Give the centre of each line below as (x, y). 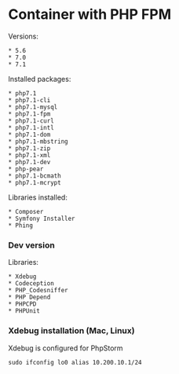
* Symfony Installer (42, 218)
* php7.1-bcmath (35, 176)
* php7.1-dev (29, 162)
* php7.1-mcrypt (35, 182)
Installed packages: (40, 79)
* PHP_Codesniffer (38, 291)
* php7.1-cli (29, 100)
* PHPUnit (24, 311)
